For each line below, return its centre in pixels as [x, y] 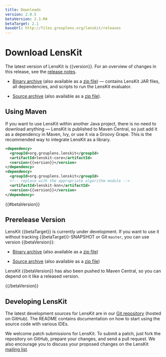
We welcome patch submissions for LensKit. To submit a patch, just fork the [83, 334]
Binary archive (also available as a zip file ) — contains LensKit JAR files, [86, 81]
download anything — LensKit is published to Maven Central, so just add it [81, 129]
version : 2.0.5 [21, 14]
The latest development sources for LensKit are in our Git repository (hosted [83, 313]
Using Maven [26, 112]
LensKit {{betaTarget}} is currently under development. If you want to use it [82, 232]
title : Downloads [23, 10]
